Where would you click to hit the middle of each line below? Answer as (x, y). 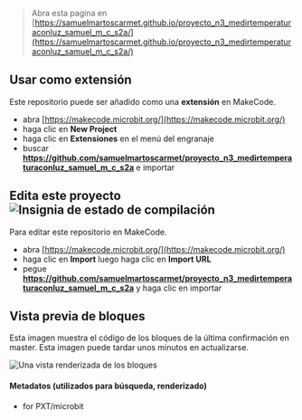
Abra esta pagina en (69, 13)
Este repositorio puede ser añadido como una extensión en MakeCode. (143, 101)
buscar (36, 148)
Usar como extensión (71, 80)
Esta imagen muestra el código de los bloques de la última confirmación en (149, 338)
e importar (156, 167)
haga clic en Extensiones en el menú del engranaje (118, 138)
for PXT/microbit (53, 406)
